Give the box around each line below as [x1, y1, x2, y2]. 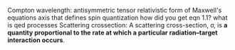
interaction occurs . [7, 36, 66, 44]
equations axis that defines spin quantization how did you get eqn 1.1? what [7, 13, 228, 22]
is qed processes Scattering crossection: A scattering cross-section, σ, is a [7, 21, 228, 29]
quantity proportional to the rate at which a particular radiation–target [7, 28, 218, 37]
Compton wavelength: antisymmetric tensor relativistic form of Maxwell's [7, 6, 222, 14]
